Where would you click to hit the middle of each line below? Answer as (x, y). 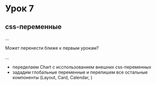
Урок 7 (20, 9)
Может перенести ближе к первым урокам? (52, 48)
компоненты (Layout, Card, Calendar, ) (52, 77)
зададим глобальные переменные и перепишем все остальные (80, 72)
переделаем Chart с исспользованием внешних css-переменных (82, 67)
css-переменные (33, 27)
